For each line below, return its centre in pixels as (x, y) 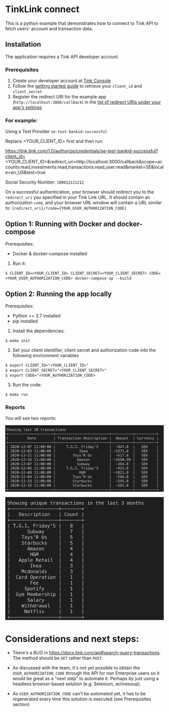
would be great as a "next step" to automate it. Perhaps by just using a (86, 679)
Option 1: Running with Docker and (60, 224)
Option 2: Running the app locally (59, 294)
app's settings (27, 107)
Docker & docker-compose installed (50, 254)
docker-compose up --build (103, 278)
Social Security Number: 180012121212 (45, 182)
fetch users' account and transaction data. (49, 28)
